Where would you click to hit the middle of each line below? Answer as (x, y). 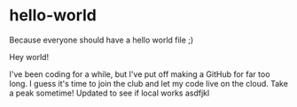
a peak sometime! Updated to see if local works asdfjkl (109, 93)
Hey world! (29, 57)
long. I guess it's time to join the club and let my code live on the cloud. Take (148, 83)
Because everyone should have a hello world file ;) (102, 40)
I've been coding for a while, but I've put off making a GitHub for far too (140, 74)
